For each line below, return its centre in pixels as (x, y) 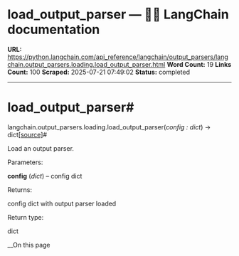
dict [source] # (27, 134)
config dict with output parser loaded (62, 203)
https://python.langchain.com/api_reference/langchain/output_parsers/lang (118, 57)
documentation (54, 30)
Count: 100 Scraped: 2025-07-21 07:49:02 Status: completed (99, 72)
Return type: (26, 217)
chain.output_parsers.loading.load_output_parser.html (86, 64)
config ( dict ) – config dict (45, 176)
